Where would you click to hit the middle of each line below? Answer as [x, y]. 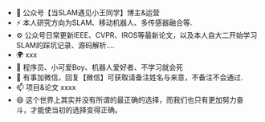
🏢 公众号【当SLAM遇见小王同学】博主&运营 [88, 12]
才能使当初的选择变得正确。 [76, 110]
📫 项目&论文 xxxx [46, 87]
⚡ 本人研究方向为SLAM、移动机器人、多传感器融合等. [104, 22]
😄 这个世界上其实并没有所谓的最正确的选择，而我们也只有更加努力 [126, 100]
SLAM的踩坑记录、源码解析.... [65, 45]
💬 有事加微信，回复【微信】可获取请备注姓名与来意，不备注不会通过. [129, 77]
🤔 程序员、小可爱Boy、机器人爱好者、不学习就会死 [100, 67]
